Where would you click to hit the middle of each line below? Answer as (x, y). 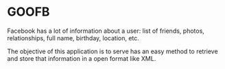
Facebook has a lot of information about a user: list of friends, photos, (106, 31)
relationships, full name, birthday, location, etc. (73, 38)
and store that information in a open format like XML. (82, 58)
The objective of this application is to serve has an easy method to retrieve (113, 51)
